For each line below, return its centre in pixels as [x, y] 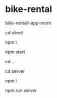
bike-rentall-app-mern [28, 23]
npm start [15, 52]
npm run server [21, 90]
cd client [14, 32]
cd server [15, 71]
